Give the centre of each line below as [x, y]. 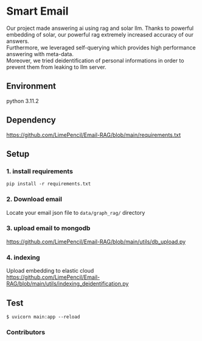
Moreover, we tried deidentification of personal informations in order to [95, 60]
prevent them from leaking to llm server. [56, 67]
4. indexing [23, 257]
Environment [31, 86]
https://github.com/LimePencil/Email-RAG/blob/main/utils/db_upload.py [96, 242]
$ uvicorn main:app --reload [43, 317]
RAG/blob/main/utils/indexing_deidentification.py [68, 284]
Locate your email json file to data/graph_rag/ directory [76, 212]
